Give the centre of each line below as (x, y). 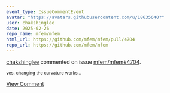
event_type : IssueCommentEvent (45, 12)
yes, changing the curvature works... (44, 73)
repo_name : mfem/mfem (33, 34)
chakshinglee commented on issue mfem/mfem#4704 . (74, 62)
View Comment (25, 83)
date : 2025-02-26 (28, 28)
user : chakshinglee (31, 23)
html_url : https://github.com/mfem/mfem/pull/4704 (71, 39)
